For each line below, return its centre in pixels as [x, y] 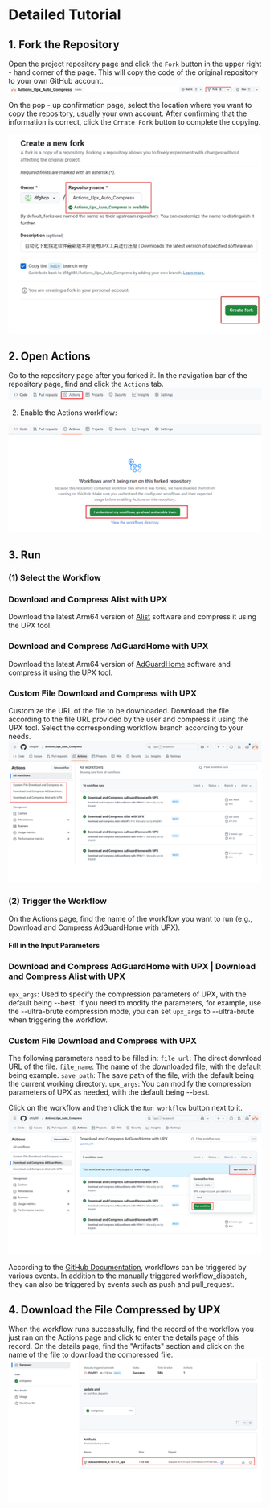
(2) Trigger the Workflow [57, 901]
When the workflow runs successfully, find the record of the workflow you [131, 1329]
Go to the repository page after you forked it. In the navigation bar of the [128, 375]
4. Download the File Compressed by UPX [115, 1310]
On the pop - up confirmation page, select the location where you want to [130, 105]
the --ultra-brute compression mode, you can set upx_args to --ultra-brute [131, 1011]
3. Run [25, 555]
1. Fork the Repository [64, 45]
